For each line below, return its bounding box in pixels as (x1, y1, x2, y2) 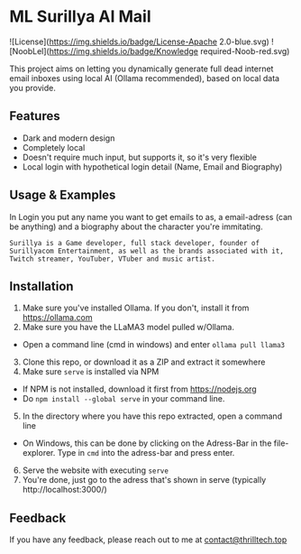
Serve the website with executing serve (22, 465, 169, 476)
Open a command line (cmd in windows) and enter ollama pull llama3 (22, 339, 286, 350)
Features (9, 108, 60, 124)
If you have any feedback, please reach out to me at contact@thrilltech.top (9, 534, 287, 545)
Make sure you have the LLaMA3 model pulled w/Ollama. (22, 322, 234, 333)
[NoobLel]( (9, 45, 50, 56)
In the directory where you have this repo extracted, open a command (22, 411, 282, 421)
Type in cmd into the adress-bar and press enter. (57, 448, 235, 458)
